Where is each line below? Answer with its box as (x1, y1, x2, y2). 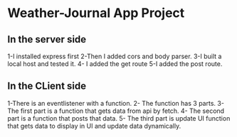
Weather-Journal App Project (7, 5, 185, 21)
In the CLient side (7, 80, 87, 92)
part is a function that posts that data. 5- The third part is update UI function (7, 114, 231, 122)
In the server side (7, 33, 87, 45)
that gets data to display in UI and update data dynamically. (7, 121, 181, 130)
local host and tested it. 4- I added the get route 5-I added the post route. (7, 60, 223, 68)
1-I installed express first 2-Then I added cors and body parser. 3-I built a (7, 52, 222, 60)
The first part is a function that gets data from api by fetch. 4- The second (7, 106, 225, 115)
